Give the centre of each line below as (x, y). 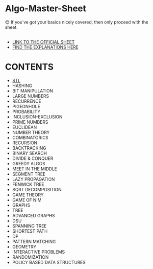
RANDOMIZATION (30, 257)
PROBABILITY (26, 112)
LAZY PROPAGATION (34, 179)
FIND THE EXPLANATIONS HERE (45, 47)
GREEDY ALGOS (29, 163)
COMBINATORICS (30, 137)
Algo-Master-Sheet (46, 9)
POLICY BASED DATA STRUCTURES (49, 262)
